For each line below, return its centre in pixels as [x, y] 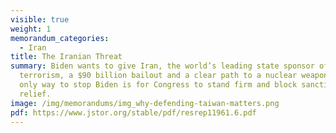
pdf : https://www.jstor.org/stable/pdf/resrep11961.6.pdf [133, 112]
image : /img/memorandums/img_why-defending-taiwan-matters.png [145, 103]
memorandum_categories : [60, 38]
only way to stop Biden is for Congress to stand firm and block [158, 85]
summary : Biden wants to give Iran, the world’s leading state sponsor [162, 66]
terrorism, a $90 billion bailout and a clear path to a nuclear [158, 76]
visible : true [40, 19]
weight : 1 [31, 29]
